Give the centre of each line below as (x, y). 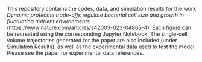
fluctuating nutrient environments (48, 21)
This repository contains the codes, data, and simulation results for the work (102, 9)
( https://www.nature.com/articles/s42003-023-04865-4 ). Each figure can (99, 27)
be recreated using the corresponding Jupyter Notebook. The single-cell (97, 34)
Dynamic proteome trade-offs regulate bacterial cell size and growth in (96, 15)
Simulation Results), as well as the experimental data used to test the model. (102, 46)
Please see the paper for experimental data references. (75, 53)
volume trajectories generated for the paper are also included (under (92, 40)
